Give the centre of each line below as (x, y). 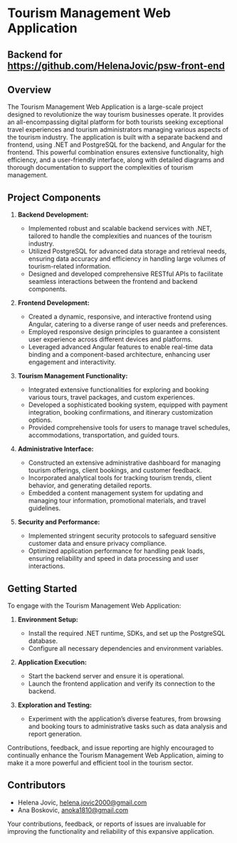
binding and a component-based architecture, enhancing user (120, 355)
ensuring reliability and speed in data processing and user (114, 559)
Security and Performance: (59, 522)
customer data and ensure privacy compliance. (98, 544)
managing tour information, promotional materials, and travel (117, 501)
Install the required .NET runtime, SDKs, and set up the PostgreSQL (127, 633)
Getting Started (42, 588)
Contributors (37, 785)
